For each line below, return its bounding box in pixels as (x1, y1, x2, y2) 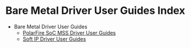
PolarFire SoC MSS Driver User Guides (22, 29, 116, 36)
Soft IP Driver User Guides (22, 35, 86, 42)
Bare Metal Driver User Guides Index (5, 4, 185, 17)
